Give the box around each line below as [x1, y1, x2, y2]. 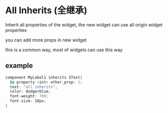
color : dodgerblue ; [10, 89, 51, 94]
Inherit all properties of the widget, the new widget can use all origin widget [5, 21, 163, 28]
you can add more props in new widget [5, 36, 87, 43]
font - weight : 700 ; [10, 94, 49, 99]
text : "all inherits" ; [10, 84, 58, 89]
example [5, 61, 33, 70]
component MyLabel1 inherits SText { [5, 74, 82, 80]
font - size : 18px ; [10, 98, 47, 104]
